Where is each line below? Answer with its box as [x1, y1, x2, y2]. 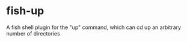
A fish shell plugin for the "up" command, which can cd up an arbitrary [6, 24, 182, 31]
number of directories [6, 30, 60, 37]
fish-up [6, 4, 44, 18]
